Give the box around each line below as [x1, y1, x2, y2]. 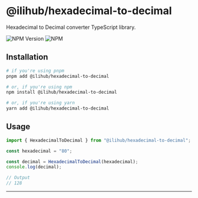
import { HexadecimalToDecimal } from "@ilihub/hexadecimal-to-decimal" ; [6, 137, 192, 143]
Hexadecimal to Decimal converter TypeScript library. [6, 24, 136, 31]
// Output [6, 175, 31, 181]
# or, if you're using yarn [6, 100, 75, 106]
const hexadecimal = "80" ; [6, 148, 72, 154]
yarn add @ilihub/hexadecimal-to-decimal [6, 105, 110, 111]
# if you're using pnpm [6, 68, 65, 74]
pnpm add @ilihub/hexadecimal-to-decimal [6, 73, 110, 79]
